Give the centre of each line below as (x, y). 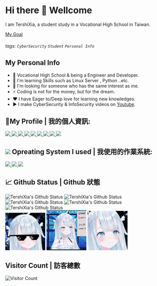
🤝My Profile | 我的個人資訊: (48, 121)
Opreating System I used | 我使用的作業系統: (82, 152)
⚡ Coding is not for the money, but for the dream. (64, 91)
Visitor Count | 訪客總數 (43, 266)
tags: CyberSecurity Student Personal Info (50, 46)
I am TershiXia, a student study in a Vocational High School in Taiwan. (78, 24)
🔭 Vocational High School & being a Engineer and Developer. (76, 75)
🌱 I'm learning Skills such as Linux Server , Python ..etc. (71, 80)
